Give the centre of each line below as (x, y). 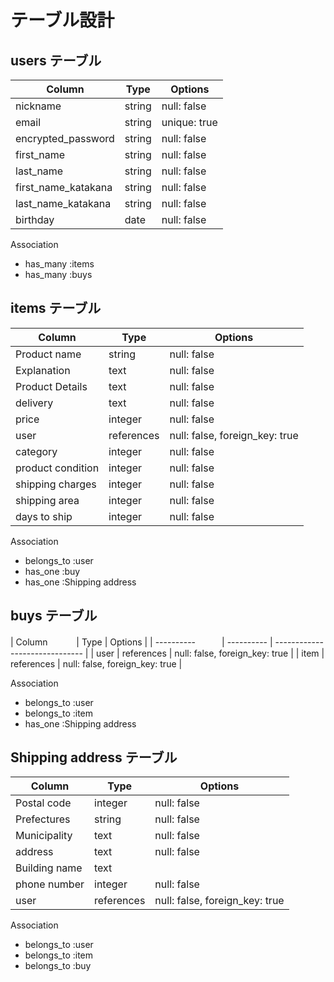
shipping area (47, 500)
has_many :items (59, 264)
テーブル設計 (62, 20)
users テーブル (56, 60)
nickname (38, 106)
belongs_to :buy (58, 966)
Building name (49, 868)
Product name (48, 354)
